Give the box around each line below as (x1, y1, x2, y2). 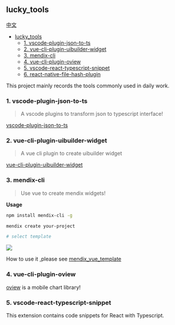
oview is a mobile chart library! (6, 284, 81, 291)
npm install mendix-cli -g (6, 212, 73, 218)
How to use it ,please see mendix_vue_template (6, 255, 122, 262)
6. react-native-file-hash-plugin (23, 70, 101, 77)
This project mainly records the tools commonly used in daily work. (6, 82, 170, 89)
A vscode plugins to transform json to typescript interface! (20, 110, 164, 118)
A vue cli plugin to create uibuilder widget (20, 150, 122, 157)
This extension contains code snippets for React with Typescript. (6, 311, 164, 318)
